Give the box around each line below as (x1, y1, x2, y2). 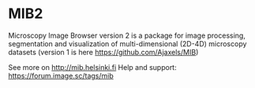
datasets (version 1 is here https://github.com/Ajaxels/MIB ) (8, 47, 199, 57)
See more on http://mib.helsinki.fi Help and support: (8, 62, 177, 71)
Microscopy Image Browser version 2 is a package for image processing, (8, 31, 246, 40)
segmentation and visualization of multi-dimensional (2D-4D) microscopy (8, 38, 247, 48)
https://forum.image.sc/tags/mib (8, 71, 114, 80)
